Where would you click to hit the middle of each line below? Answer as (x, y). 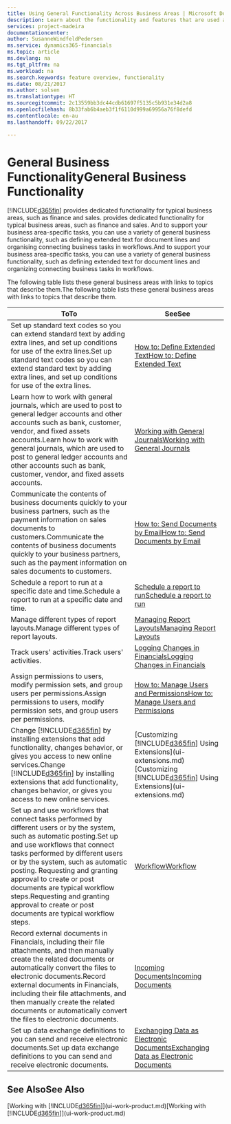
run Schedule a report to (173, 596)
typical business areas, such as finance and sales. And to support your (108, 225)
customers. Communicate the (57, 537)
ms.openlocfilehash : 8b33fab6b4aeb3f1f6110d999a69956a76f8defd (100, 109)
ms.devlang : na (29, 58)
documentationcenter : (38, 33)
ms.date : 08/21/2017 (37, 84)
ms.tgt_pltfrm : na (33, 65)
